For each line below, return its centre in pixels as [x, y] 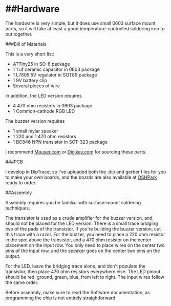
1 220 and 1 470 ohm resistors [44, 136]
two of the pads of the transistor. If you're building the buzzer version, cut [83, 228]
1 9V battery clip [30, 80]
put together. [19, 34]
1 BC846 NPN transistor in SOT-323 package [60, 142]
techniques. [18, 208]
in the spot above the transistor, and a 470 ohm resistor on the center [79, 240]
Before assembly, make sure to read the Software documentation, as [78, 292]
